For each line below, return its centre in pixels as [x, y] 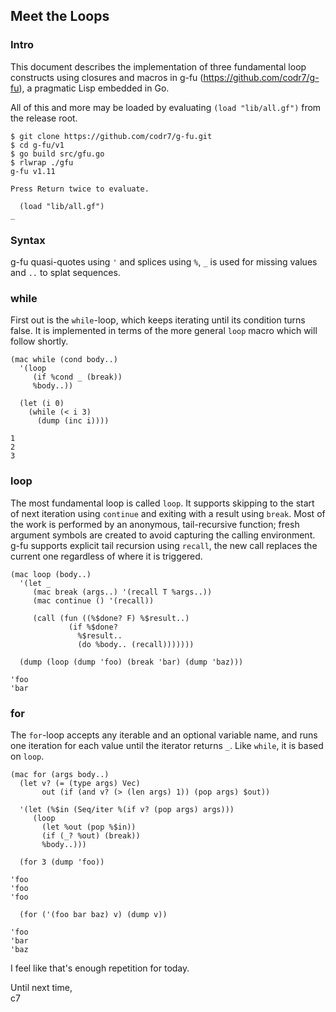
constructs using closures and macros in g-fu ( [107, 77]
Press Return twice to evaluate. [80, 189]
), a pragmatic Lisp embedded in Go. [94, 88]
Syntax [28, 240]
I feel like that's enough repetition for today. [100, 968]
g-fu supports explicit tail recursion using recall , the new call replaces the [164, 545]
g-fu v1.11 [33, 171]
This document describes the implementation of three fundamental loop [158, 66]
